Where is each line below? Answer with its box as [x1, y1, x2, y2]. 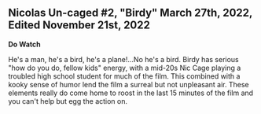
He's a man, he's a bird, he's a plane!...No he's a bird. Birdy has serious [8, 54, 239, 64]
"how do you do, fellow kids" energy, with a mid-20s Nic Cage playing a [8, 63, 241, 72]
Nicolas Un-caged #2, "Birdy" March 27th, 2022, [8, 6, 253, 20]
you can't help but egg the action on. [8, 96, 128, 105]
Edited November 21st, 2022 [8, 19, 151, 32]
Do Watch [8, 39, 41, 49]
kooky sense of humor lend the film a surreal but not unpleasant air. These [8, 79, 249, 89]
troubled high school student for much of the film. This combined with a [8, 71, 241, 81]
